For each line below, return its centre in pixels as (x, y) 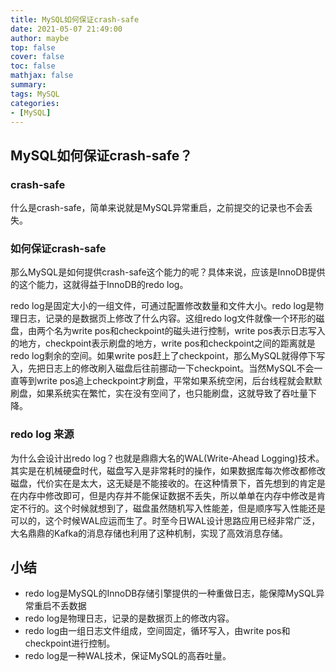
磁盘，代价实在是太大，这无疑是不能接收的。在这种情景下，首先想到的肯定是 (168, 483)
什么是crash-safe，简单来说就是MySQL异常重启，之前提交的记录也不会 (157, 208)
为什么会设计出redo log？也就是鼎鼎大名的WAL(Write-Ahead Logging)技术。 (167, 458)
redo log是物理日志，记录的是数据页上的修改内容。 (129, 618)
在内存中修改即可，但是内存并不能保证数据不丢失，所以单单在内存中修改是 (163, 495)
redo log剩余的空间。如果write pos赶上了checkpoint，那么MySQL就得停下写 (168, 356)
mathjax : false (42, 76)
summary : (28, 85)
